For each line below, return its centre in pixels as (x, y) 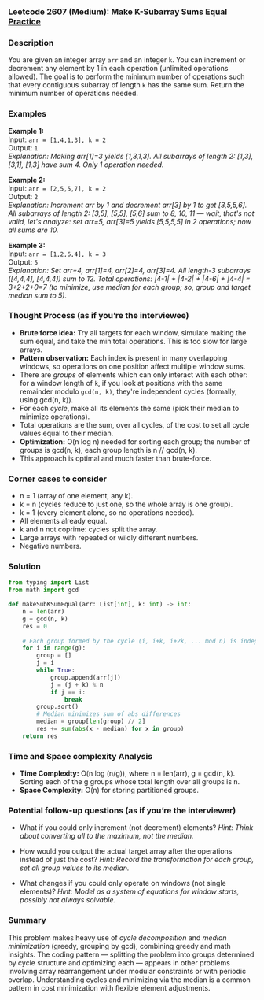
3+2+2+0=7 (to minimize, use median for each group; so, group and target (130, 287)
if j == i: (68, 692)
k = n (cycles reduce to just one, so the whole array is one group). (126, 504)
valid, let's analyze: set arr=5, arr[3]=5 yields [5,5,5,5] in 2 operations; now (130, 221)
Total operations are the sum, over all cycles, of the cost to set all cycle (134, 424)
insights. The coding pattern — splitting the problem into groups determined (131, 954)
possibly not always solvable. (68, 900)
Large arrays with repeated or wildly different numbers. (109, 538)
